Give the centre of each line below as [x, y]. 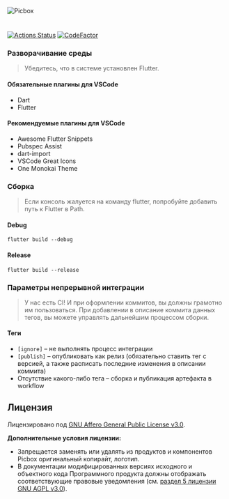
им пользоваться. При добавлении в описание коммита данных [120, 309]
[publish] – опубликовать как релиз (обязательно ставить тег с [112, 356]
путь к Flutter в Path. [54, 209]
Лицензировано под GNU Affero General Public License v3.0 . [96, 424]
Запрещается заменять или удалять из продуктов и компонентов [114, 451]
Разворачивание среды [50, 54]
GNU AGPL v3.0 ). [42, 489]
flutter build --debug [40, 240]
